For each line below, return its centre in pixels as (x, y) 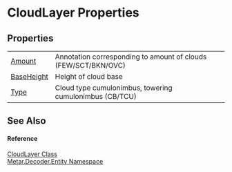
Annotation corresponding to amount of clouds (131, 57)
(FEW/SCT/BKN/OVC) (90, 65)
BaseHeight (29, 76)
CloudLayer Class (32, 154)
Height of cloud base (89, 76)
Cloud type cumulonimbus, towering (114, 88)
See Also (27, 121)
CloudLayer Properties (73, 13)
